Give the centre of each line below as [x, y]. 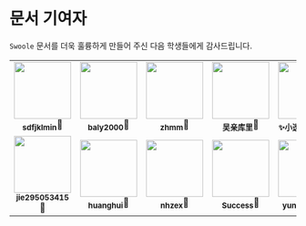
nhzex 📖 [175, 203]
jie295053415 [43, 198]
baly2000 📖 [109, 126]
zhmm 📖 [174, 126]
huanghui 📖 [108, 203]
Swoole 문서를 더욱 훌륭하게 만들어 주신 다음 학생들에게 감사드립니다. [131, 46]
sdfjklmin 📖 [43, 126]
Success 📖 [241, 203]
